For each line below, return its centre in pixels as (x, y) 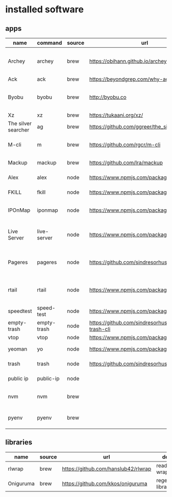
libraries (19, 442)
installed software (45, 10)
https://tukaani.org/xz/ (116, 115)
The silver (20, 123)
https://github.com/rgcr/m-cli (125, 145)
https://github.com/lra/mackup (126, 163)
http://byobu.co (108, 97)
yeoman (18, 349)
